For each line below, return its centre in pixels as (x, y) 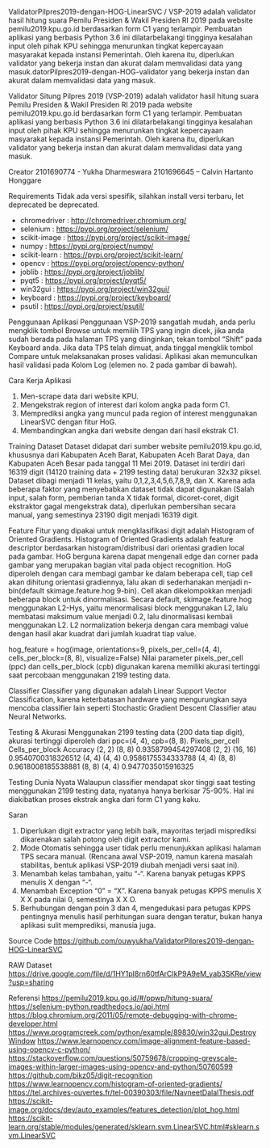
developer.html (33, 1023)
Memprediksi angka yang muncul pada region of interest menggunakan (139, 413)
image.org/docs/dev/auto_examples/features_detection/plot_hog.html (124, 1110)
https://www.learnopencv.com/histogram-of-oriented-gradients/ (116, 1084)
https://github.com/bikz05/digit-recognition (81, 1075)
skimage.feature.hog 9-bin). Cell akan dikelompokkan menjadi (149, 591)
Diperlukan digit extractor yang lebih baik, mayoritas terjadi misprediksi (138, 831)
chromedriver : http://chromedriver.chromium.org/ (103, 220)
